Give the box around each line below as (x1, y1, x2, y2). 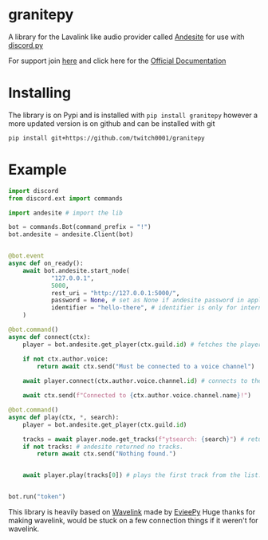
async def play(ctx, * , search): (8, 413, 120, 421)
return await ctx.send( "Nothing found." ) (37, 450, 177, 458)
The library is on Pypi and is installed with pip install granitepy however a (8, 110, 258, 120)
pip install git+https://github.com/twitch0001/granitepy (8, 134, 205, 142)
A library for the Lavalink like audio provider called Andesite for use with (8, 32, 245, 41)
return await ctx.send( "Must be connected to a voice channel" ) (37, 362, 255, 370)
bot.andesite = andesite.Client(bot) (8, 231, 134, 238)
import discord (8, 187, 59, 195)
